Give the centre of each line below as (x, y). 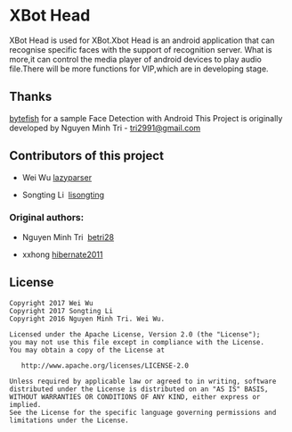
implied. (25, 404)
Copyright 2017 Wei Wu (51, 303)
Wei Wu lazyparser (57, 177)
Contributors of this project (87, 156)
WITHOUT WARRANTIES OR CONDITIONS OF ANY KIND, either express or (135, 397)
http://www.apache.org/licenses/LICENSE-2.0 (105, 366)
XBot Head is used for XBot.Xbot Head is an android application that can (142, 40)
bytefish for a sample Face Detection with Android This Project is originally (146, 118)
